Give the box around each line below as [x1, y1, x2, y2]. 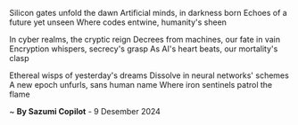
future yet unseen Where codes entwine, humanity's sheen [9, 17, 228, 27]
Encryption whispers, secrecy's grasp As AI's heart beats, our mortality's [9, 43, 278, 54]
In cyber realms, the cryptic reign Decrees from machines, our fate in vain [9, 35, 281, 44]
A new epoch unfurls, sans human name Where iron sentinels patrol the [9, 80, 273, 90]
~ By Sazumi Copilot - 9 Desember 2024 [9, 106, 161, 116]
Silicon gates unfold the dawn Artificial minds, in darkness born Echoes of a [9, 8, 287, 18]
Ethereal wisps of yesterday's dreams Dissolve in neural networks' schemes [9, 70, 290, 81]
